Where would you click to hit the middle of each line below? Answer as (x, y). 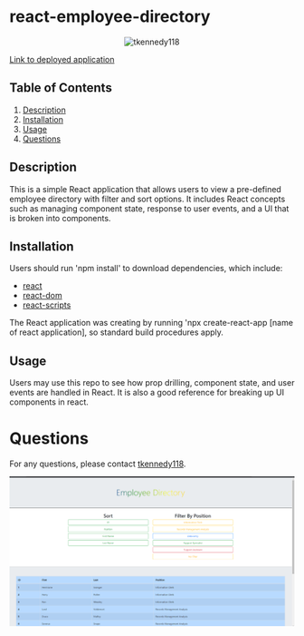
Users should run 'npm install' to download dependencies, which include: (146, 269)
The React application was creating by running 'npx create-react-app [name (152, 323)
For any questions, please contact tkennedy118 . (98, 464)
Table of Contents (61, 88)
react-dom (42, 296)
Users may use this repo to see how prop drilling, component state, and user (152, 383)
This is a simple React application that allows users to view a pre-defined (146, 189)
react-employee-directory (110, 17)
